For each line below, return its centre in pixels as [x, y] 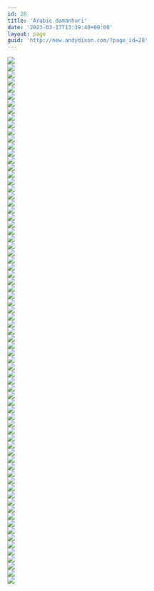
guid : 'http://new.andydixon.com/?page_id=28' [78, 41]
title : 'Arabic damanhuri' [47, 21]
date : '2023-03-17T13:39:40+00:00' [60, 27]
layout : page [27, 34]
